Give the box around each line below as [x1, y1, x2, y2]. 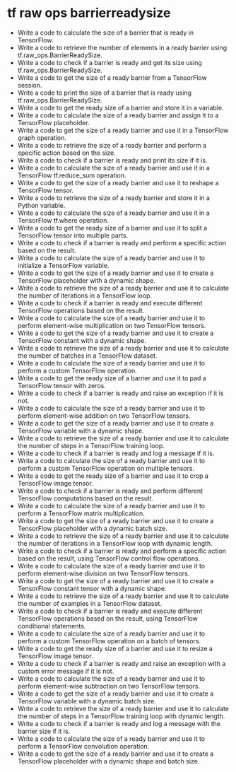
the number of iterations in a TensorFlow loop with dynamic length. [17, 539, 213, 547]
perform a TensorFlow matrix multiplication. [17, 509, 145, 517]
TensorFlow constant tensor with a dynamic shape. [17, 584, 167, 592]
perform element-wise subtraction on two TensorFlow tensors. [17, 682, 201, 690]
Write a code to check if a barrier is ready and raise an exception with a [17, 659, 226, 667]
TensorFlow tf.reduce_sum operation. [17, 171, 126, 180]
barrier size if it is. [17, 727, 71, 735]
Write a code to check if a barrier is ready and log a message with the [17, 719, 221, 727]
